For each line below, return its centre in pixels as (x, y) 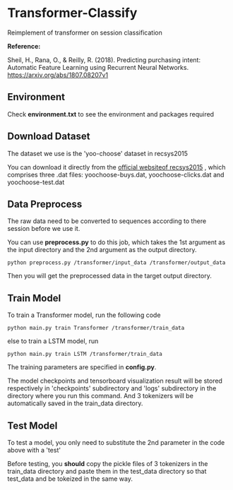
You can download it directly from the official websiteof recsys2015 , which (116, 167)
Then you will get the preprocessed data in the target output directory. (109, 276)
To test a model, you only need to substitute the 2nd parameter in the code (116, 442)
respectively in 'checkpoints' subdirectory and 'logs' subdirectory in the (112, 388)
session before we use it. (44, 229)
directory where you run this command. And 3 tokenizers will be (101, 396)
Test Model (32, 425)
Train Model (34, 298)
